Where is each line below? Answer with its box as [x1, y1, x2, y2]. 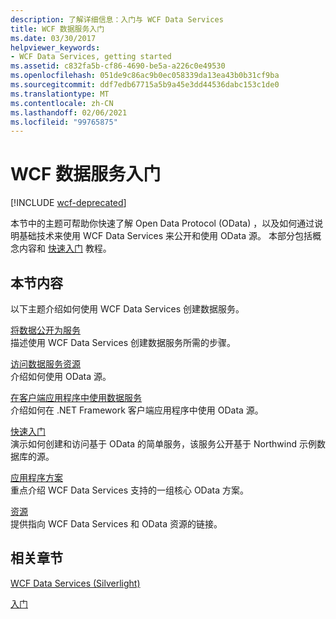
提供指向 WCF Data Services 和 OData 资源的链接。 [10, 518, 223, 530]
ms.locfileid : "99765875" [10, 117, 118, 127]
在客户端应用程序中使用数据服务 [10, 392, 142, 403]
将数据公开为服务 [10, 324, 81, 336]
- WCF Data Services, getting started [10, 52, 172, 62]
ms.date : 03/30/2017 [10, 33, 97, 43]
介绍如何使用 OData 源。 [10, 371, 112, 382]
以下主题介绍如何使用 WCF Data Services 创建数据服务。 [10, 303, 245, 315]
